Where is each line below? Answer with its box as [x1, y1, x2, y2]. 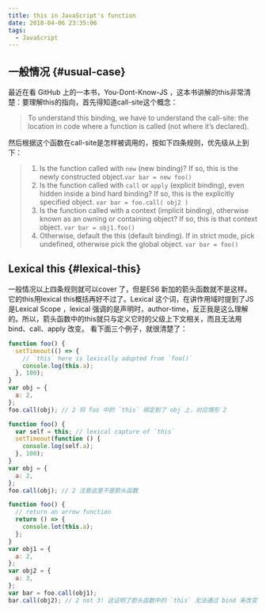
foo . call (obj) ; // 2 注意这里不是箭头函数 [8, 486, 139, 495]
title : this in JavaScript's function [8, 11, 136, 20]
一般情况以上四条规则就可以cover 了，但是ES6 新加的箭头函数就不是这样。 [8, 284, 252, 294]
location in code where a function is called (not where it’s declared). [27, 122, 249, 131]
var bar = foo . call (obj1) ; [8, 589, 97, 597]
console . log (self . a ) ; [22, 443, 93, 450]
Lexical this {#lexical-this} [8, 262, 141, 276]
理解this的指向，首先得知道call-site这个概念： [28, 97, 178, 107]
